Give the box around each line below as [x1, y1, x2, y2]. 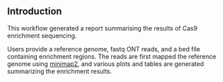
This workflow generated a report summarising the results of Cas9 [7, 24, 198, 32]
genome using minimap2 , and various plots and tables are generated [7, 59, 204, 68]
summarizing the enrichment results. [7, 67, 113, 75]
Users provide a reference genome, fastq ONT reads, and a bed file [7, 44, 200, 53]
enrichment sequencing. [7, 31, 77, 40]
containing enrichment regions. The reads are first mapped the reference [7, 52, 217, 60]
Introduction [7, 6, 63, 17]
